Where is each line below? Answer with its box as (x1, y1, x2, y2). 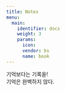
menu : (6, 14, 20, 20)
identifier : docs (17, 25, 61, 32)
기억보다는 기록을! (6, 70, 49, 78)
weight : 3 (17, 31, 42, 37)
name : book (22, 53, 50, 59)
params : (17, 37, 36, 43)
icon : (22, 43, 36, 48)
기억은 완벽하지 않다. (6, 78, 55, 85)
